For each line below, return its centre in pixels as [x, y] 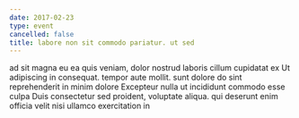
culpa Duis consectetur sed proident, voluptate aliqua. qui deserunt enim [144, 97]
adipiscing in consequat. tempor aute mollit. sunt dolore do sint [126, 78]
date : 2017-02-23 [42, 17]
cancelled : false [42, 34]
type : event [31, 26]
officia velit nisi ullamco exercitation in [80, 106]
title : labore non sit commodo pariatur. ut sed [102, 42]
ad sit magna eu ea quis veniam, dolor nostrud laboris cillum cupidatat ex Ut [149, 68]
